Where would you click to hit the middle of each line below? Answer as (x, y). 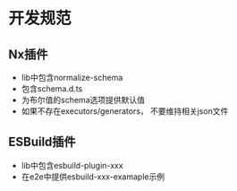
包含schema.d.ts (52, 89)
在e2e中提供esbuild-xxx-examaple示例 (93, 177)
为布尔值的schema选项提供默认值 (83, 100)
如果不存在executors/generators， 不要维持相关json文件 (125, 111)
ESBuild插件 (42, 142)
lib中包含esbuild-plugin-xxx (72, 165)
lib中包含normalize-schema (72, 78)
